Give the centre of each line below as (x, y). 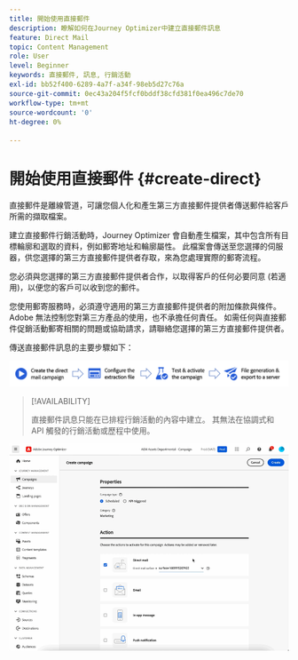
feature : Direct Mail (49, 37)
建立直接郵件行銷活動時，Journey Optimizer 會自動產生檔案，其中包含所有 (145, 235)
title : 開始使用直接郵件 (50, 19)
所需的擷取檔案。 (40, 217)
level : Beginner (39, 66)
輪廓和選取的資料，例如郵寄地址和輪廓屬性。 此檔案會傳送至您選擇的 (142, 247)
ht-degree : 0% (35, 122)
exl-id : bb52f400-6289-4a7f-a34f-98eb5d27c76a (97, 84)
